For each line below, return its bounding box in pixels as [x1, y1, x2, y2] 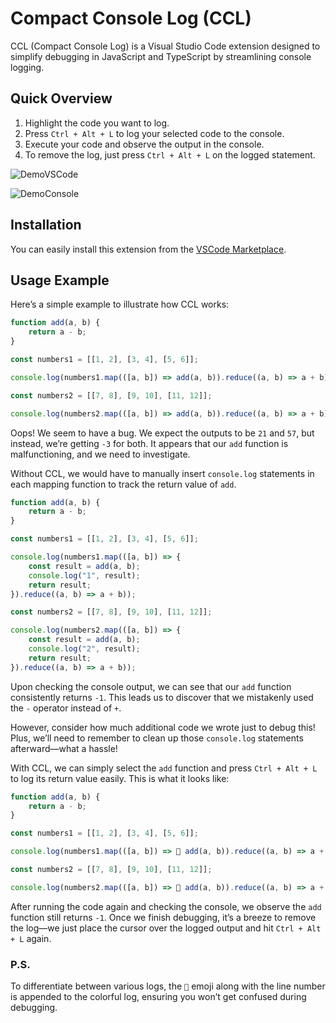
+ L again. [10, 932, 52, 944]
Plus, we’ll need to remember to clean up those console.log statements [10, 732, 304, 744]
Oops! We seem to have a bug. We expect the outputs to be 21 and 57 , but [10, 427, 315, 439]
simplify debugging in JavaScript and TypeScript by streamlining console [10, 50, 312, 62]
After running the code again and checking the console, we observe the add [10, 900, 322, 912]
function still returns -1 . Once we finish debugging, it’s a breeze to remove [10, 911, 317, 923]
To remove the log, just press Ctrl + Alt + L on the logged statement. [24, 148, 316, 161]
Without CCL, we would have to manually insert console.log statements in [10, 467, 315, 479]
